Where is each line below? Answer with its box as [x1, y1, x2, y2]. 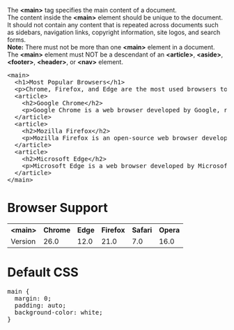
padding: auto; [14, 301, 66, 309]
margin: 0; [14, 294, 52, 302]
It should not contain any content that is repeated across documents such [7, 21, 219, 29]
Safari [132, 225, 153, 234]
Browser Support [7, 200, 108, 216]
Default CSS [7, 264, 79, 280]
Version [10, 237, 36, 246]
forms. [7, 36, 26, 44]
